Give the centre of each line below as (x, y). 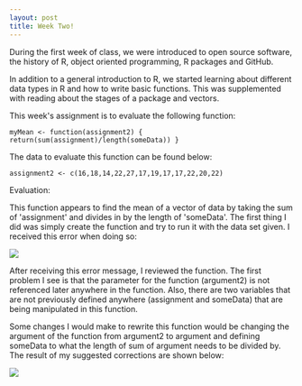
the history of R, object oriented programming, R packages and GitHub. (142, 61)
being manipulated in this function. (73, 308)
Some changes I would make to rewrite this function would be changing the (150, 326)
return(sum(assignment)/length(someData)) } (94, 140)
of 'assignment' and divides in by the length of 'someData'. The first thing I (148, 216)
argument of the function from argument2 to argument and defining (135, 335)
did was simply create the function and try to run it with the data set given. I (150, 226)
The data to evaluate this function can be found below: (111, 156)
